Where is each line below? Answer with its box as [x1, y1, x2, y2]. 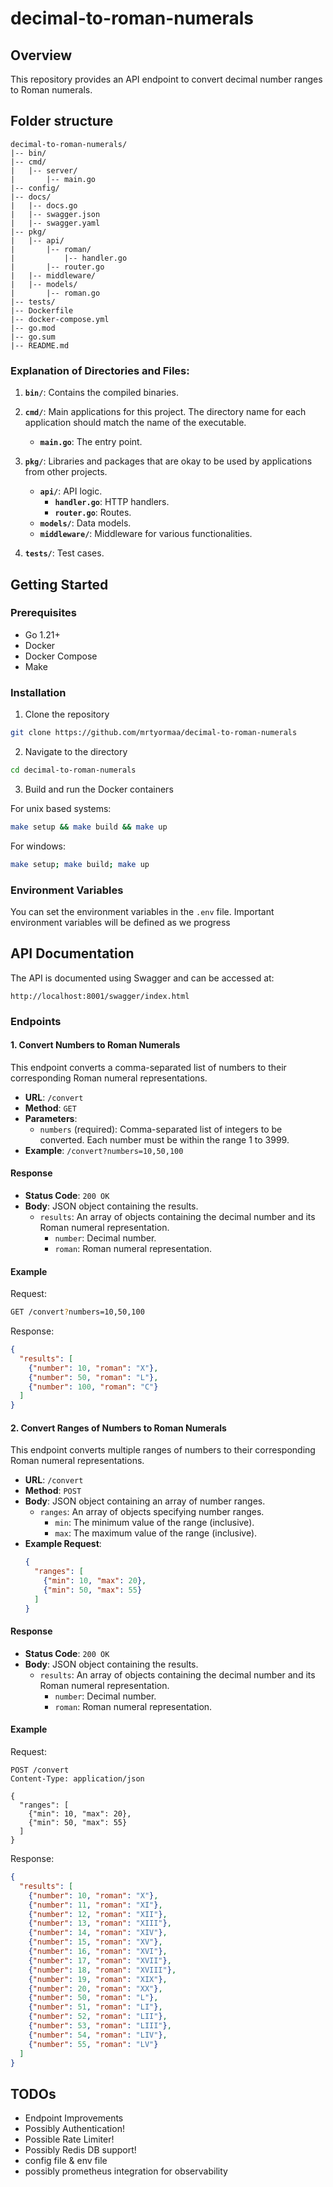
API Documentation [10, 945, 135, 962]
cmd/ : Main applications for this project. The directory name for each [24, 406, 307, 418]
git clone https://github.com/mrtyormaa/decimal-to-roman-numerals [10, 728, 298, 738]
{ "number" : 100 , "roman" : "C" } [28, 1382, 159, 1392]
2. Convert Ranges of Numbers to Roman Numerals [10, 1422, 227, 1434]
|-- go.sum [10, 332, 56, 342]
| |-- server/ [10, 165, 78, 176]
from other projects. [24, 466, 108, 478]
